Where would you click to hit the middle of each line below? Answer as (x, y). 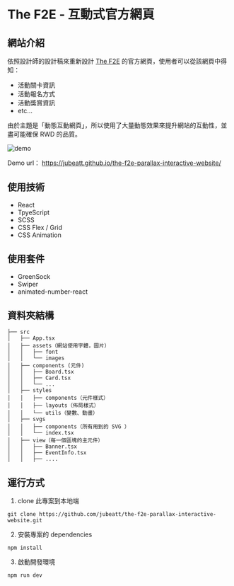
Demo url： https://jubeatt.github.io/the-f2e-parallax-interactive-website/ (114, 163)
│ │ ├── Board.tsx (41, 372)
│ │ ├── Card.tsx (39, 378)
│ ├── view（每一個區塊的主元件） (55, 441)
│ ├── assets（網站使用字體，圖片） (59, 346)
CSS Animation (40, 235)
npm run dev (25, 575)
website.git (25, 521)
